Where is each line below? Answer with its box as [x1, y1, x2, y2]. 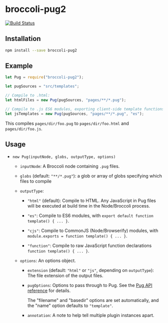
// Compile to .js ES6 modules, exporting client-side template [5, 106, 142, 111]
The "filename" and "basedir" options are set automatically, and [27, 297, 159, 303]
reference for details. [27, 287, 71, 293]
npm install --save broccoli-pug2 [5, 47, 77, 53]
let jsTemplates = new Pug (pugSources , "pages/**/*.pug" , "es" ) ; [5, 111, 144, 116]
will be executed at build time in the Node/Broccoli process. [27, 202, 150, 208]
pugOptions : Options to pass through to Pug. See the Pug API [27, 282, 152, 288]
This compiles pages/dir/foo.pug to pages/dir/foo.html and [5, 120, 129, 126]
